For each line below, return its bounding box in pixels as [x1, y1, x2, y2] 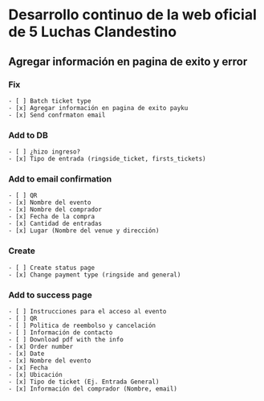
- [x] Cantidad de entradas [8, 219, 103, 228]
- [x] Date [8, 350, 45, 358]
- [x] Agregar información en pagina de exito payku [8, 104, 189, 112]
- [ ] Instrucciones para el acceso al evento [8, 308, 167, 316]
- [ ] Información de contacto [8, 329, 113, 337]
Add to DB [8, 129, 48, 141]
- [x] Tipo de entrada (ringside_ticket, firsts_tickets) [8, 155, 206, 163]
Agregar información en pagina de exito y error [8, 55, 248, 68]
